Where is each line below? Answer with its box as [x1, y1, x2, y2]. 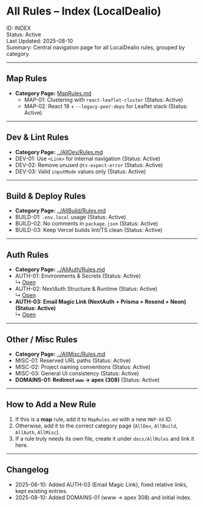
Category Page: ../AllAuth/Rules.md [15, 266, 105, 273]
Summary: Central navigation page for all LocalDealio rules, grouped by [6, 44, 185, 51]
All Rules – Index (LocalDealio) [6, 4, 161, 18]
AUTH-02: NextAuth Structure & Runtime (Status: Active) [15, 285, 158, 293]
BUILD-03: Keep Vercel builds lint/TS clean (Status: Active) [15, 226, 163, 234]
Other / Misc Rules [6, 334, 78, 344]
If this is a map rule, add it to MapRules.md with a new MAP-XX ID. [15, 415, 173, 423]
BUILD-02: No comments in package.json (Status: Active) [15, 220, 158, 227]
